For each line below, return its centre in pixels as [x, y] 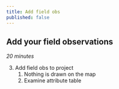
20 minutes [20, 56]
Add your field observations [59, 42]
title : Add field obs [33, 12]
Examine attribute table [53, 81]
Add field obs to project [44, 68]
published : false [28, 17]
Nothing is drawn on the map [60, 74]
